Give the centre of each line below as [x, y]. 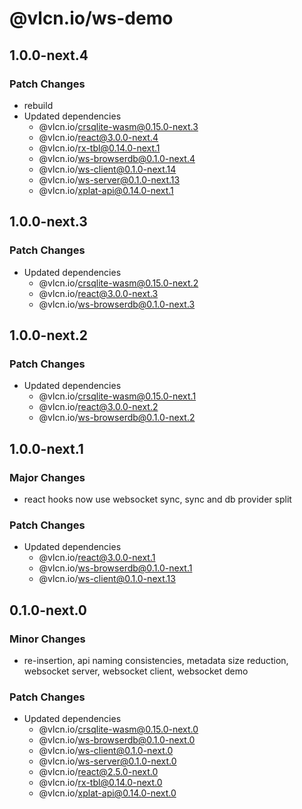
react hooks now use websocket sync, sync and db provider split [157, 499]
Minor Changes [47, 639]
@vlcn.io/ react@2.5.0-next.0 [98, 772]
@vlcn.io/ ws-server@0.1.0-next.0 [107, 761]
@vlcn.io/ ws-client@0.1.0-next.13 [107, 579]
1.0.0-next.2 [48, 335]
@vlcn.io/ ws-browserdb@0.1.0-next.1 [115, 568]
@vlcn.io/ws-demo [91, 18]
